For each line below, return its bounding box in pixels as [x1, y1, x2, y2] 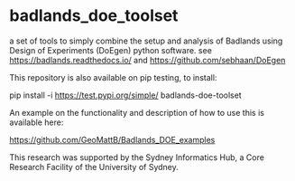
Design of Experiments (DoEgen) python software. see [9, 44, 212, 55]
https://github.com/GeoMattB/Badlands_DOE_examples [9, 134, 216, 145]
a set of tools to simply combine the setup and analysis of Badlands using [9, 35, 283, 46]
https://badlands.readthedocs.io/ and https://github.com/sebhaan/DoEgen [9, 54, 286, 65]
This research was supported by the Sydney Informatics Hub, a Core [9, 151, 264, 163]
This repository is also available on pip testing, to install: [9, 71, 217, 82]
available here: [9, 117, 64, 128]
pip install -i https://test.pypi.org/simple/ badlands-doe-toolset [9, 90, 242, 100]
